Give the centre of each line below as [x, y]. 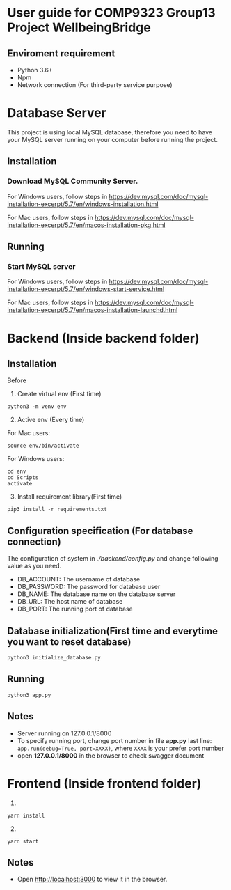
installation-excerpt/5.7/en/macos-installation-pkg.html [86, 225]
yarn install [26, 815]
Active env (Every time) [51, 420]
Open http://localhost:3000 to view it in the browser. [92, 880]
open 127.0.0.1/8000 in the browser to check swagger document [111, 755]
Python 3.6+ [35, 70]
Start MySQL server [41, 266]
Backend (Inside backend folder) [103, 338]
